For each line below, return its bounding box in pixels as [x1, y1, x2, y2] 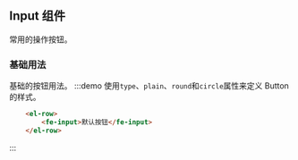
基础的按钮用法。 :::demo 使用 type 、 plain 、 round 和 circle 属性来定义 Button [9, 80, 289, 91]
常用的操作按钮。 [9, 34, 72, 45]
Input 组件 [9, 8, 65, 24]
